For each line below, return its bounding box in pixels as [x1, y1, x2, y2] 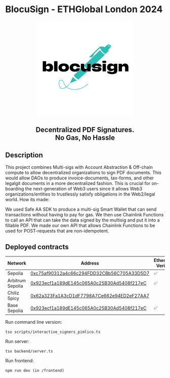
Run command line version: [5, 319, 62, 325]
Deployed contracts [5, 242, 69, 251]
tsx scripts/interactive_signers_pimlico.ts [5, 329, 101, 334]
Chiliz [7, 290, 19, 296]
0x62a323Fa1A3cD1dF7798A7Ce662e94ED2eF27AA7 [30, 292, 150, 298]
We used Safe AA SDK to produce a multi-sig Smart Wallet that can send [5, 206, 157, 212]
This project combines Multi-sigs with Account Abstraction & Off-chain [5, 164, 153, 170]
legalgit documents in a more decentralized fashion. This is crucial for [5, 180, 151, 186]
